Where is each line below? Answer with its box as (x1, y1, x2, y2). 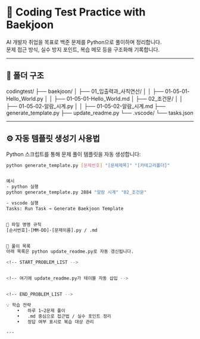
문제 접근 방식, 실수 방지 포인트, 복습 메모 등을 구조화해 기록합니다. (6, 46, 160, 53)
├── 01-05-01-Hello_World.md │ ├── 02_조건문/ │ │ (54, 95, 183, 102)
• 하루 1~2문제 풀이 (17, 307, 65, 313)
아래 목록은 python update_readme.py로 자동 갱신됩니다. (6, 248, 134, 255)
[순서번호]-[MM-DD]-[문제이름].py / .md (6, 227, 98, 233)
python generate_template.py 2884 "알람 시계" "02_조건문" (6, 189, 147, 195)
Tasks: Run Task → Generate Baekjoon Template (6, 206, 124, 212)
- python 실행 (6, 184, 39, 190)
